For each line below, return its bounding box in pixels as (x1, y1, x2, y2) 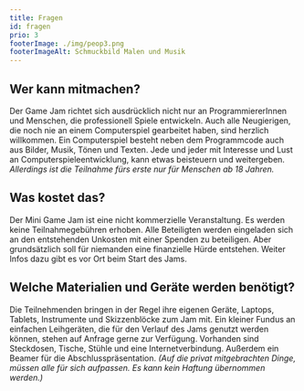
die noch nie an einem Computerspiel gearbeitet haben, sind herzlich (9, 124, 269, 135)
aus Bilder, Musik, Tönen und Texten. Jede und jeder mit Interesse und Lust (9, 143, 294, 155)
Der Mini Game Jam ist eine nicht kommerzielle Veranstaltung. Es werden (9, 214, 286, 225)
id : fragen (9, 22, 51, 31)
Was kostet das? (9, 190, 106, 206)
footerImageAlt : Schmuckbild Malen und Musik (9, 48, 185, 57)
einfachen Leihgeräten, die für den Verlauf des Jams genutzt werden (9, 323, 269, 334)
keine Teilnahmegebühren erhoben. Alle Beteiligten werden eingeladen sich (9, 224, 294, 235)
